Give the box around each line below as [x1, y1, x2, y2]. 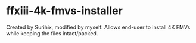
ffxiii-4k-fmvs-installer [6, 4, 123, 18]
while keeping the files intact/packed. [6, 29, 98, 37]
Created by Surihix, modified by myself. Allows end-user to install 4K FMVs [6, 24, 191, 31]
